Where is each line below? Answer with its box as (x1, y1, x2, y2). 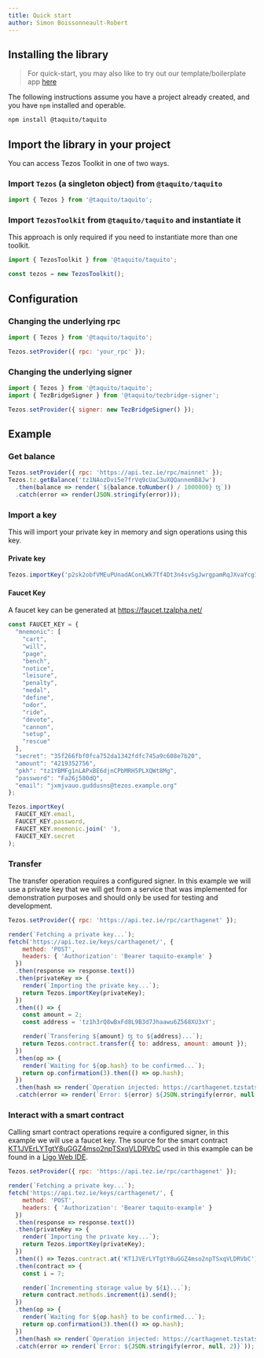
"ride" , (22, 708, 47, 716)
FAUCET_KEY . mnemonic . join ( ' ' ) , (15, 825, 122, 833)
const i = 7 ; (22, 1269, 65, 1278)
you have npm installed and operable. (8, 101, 126, 110)
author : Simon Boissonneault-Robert (8, 19, 128, 27)
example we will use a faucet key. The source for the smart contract (8, 1135, 228, 1145)
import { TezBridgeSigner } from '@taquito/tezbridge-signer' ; (8, 391, 220, 399)
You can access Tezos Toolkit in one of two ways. (8, 159, 170, 167)
